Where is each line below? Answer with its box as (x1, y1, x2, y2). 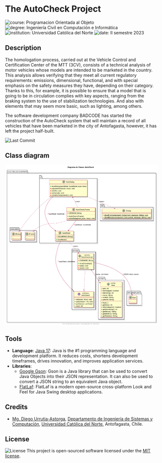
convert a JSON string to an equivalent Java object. (19, 379, 123, 384)
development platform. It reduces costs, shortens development (12, 353, 138, 359)
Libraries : (12, 363, 32, 369)
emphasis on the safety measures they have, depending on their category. (5, 83, 154, 88)
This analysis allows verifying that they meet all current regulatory (5, 72, 137, 78)
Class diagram (5, 151, 49, 160)
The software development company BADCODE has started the (5, 113, 132, 118)
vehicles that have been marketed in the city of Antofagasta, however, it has (5, 123, 157, 129)
